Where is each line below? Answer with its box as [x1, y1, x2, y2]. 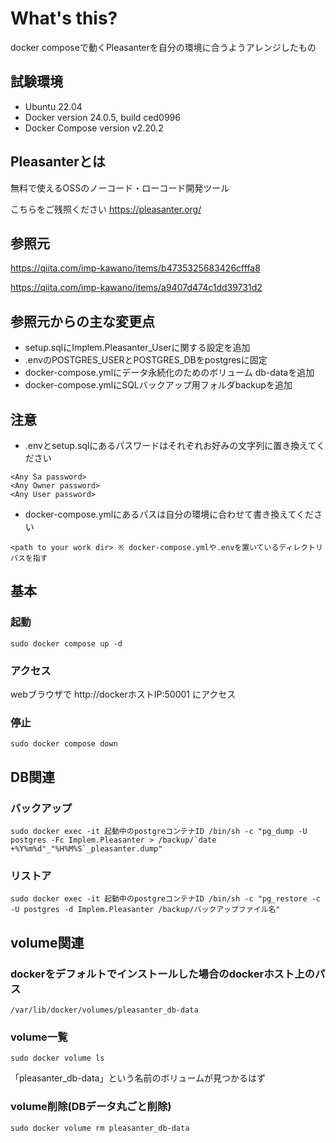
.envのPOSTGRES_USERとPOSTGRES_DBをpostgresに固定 [24, 354, 268, 366]
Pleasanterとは [10, 153, 106, 171]
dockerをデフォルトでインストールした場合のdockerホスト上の [10, 967, 315, 981]
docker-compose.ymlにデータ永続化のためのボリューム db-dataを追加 [24, 367, 315, 379]
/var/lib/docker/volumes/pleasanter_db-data [10, 1005, 199, 1015]
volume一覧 [10, 1030, 68, 1044]
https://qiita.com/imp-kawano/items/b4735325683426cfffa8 [10, 262, 261, 274]
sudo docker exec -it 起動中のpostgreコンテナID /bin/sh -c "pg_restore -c [10, 894, 322, 904]
